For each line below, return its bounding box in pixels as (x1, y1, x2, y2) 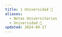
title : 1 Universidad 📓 (5, 7, 53, 12)
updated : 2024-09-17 (5, 25, 47, 30)
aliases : (5, 12, 23, 16)
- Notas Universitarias (9, 16, 57, 21)
